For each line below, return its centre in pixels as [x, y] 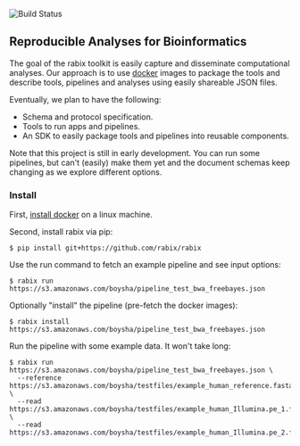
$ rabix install [39, 322]
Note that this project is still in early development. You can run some [135, 153]
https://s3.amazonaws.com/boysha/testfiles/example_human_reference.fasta [151, 386]
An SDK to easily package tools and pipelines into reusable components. [156, 136]
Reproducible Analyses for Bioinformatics [128, 41]
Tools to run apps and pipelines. [81, 126]
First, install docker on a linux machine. [81, 215]
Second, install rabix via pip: [61, 232]
